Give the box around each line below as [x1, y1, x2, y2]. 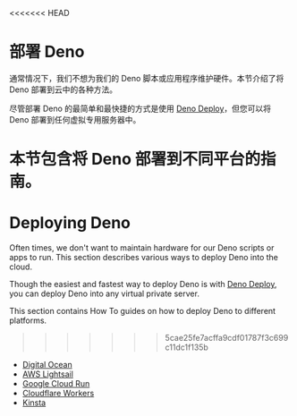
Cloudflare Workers [21, 388, 95, 399]
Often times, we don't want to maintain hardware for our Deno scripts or [9, 242, 275, 253]
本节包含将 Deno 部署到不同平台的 [9, 149, 261, 169]
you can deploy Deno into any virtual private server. [9, 288, 199, 299]
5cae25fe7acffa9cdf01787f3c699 [165, 333, 289, 344]
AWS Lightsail [21, 369, 74, 379]
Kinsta [21, 397, 47, 408]
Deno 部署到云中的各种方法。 [9, 84, 118, 95]
